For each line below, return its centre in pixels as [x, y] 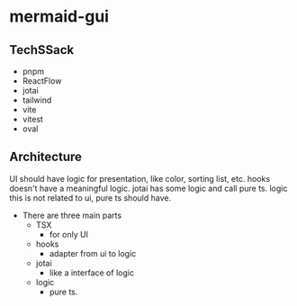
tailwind [37, 100]
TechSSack [42, 50]
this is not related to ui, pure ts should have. [90, 198]
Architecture [46, 157]
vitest [32, 119]
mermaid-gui [59, 17]
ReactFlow [42, 81]
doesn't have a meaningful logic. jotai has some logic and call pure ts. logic [148, 188]
